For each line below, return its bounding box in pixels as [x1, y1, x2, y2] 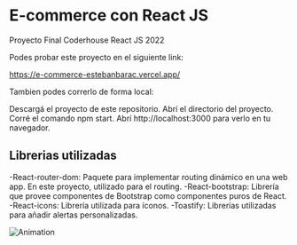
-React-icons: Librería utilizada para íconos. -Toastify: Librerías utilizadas [9, 200, 277, 210]
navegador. [9, 122, 51, 133]
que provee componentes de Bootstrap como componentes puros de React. [9, 190, 287, 201]
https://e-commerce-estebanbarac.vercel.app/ [9, 68, 181, 80]
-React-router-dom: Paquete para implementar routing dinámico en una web [9, 171, 288, 182]
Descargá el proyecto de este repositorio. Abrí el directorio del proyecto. [9, 103, 274, 114]
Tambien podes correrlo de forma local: [9, 86, 154, 97]
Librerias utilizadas [9, 148, 117, 163]
